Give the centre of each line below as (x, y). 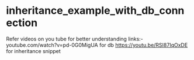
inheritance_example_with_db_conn (95, 11)
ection (22, 23)
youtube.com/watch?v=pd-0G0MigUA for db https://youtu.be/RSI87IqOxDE (97, 45)
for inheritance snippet (34, 51)
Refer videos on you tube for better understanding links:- (75, 39)
